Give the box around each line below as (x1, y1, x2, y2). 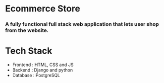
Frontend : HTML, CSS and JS (12, 62, 74, 68)
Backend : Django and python (12, 67, 73, 73)
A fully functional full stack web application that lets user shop (5, 21, 160, 28)
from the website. (5, 27, 49, 34)
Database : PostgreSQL (12, 73, 60, 79)
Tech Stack (5, 45, 53, 57)
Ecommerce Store (5, 3, 80, 14)
